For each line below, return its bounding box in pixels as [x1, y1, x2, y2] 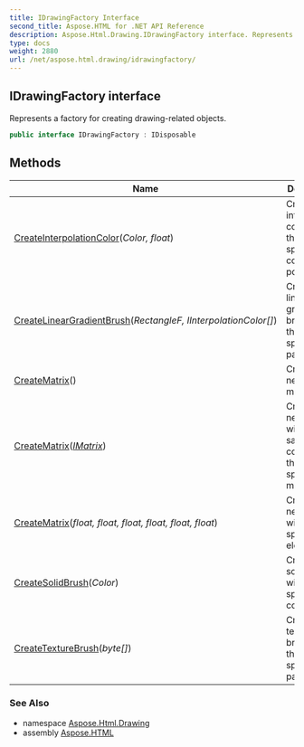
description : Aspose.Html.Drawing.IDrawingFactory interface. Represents [9, 30, 294, 39]
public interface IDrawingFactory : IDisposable [9, 130, 196, 139]
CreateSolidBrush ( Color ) [14, 576, 119, 589]
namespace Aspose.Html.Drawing [22, 717, 150, 728]
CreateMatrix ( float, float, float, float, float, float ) [14, 516, 219, 529]
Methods [9, 156, 62, 171]
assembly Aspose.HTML [22, 727, 115, 738]
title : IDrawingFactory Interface [9, 13, 140, 23]
